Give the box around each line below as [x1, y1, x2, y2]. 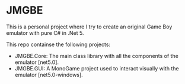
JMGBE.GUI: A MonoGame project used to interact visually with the [14, 64, 179, 72]
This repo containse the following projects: [6, 41, 111, 48]
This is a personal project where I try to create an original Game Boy [6, 23, 173, 30]
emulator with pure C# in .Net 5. [6, 29, 84, 36]
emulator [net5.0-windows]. [14, 71, 83, 78]
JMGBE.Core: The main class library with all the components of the [14, 52, 179, 59]
